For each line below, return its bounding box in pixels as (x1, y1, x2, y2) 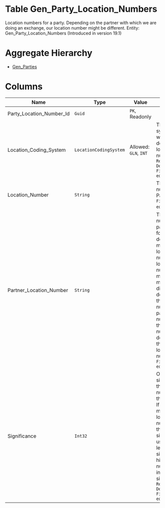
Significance (7, 432, 37, 439)
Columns (5, 81, 43, 92)
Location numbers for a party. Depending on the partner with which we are (5, 20, 157, 26)
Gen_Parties (12, 63, 37, 69)
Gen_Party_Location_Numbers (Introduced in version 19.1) (5, 30, 122, 36)
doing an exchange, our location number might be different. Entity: (5, 25, 140, 31)
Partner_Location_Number (7, 286, 68, 293)
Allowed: (129, 143, 150, 150)
